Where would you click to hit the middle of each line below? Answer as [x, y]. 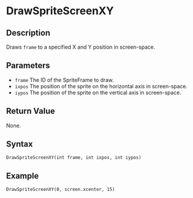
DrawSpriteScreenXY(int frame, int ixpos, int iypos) [74, 158]
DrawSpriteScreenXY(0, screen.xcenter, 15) [61, 190]
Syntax [20, 144]
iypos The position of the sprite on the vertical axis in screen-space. [98, 92]
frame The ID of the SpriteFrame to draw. [64, 80]
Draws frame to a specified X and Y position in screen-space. [81, 47]
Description [28, 33]
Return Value [30, 111]
